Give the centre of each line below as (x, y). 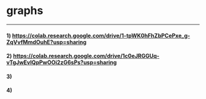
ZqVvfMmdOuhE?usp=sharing (47, 42)
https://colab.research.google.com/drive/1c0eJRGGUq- (86, 56)
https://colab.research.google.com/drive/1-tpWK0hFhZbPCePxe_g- (101, 35)
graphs (25, 11)
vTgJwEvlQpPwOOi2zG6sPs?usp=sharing (62, 62)
